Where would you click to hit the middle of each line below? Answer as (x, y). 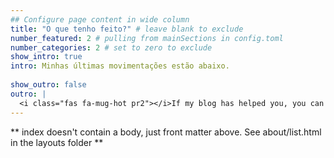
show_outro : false (48, 85)
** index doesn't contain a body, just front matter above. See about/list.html (166, 132)
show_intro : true (46, 57)
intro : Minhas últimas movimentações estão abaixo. (120, 66)
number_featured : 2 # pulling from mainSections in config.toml (147, 38)
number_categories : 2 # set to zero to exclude (111, 47)
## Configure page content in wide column (100, 19)
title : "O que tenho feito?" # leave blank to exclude (127, 29)
